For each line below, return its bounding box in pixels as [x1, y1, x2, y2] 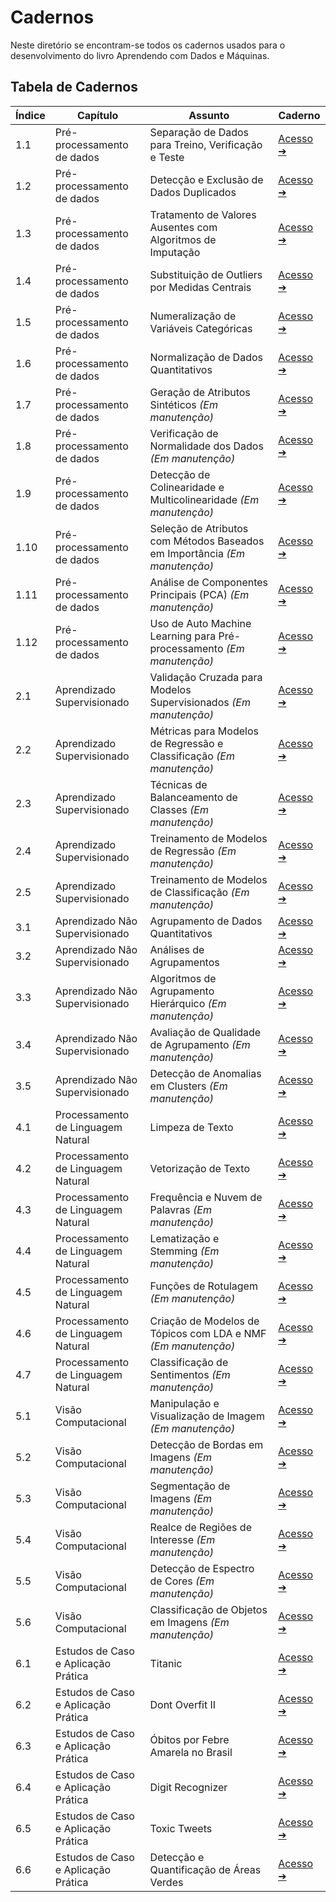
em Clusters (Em [149, 1079, 228, 1093]
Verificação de [149, 426, 219, 440]
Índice [15, 108, 46, 122]
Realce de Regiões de [149, 1520, 252, 1534]
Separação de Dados [149, 125, 250, 139]
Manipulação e [149, 1396, 220, 1410]
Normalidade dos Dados [149, 439, 264, 453]
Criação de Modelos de [149, 1314, 260, 1328]
